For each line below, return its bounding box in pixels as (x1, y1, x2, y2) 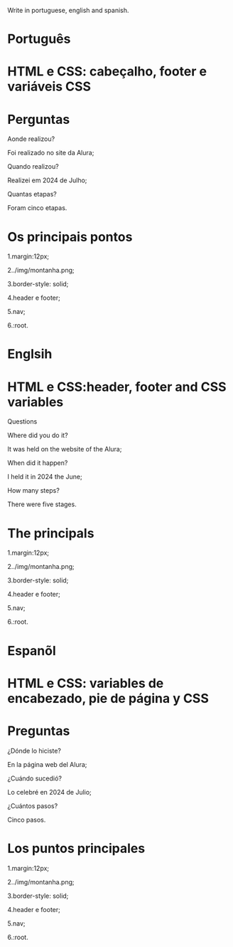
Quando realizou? (7, 162, 59, 171)
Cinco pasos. (7, 815, 46, 824)
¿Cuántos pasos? (7, 801, 58, 810)
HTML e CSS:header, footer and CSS (7, 379, 227, 394)
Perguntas (7, 111, 70, 127)
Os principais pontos (7, 229, 133, 245)
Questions (7, 417, 38, 426)
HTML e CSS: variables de (7, 675, 164, 691)
